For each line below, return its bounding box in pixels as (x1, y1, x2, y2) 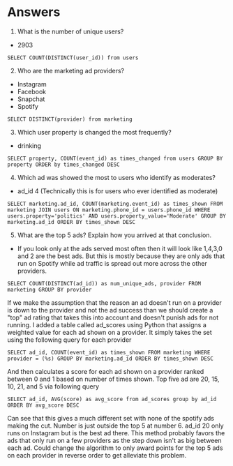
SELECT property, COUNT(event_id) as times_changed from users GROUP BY (7, 155, 223, 162)
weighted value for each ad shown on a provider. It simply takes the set (7, 328, 213, 336)
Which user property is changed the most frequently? (17, 128, 172, 136)
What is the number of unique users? (17, 27, 124, 36)
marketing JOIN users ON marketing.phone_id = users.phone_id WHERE (7, 206, 211, 213)
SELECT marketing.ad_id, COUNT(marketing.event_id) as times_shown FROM (7, 200, 223, 207)
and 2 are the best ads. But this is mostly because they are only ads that (17, 252, 225, 260)
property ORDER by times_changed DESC (7, 161, 120, 168)
